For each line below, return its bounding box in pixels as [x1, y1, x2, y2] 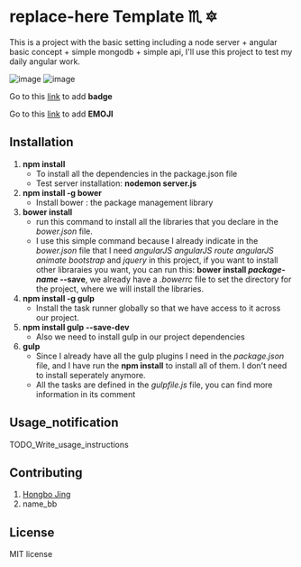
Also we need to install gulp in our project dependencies [35, 331, 245, 342]
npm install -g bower [22, 187, 102, 198]
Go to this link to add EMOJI [9, 108, 114, 119]
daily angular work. [9, 56, 81, 67]
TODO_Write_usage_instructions [9, 439, 129, 450]
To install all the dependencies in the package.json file [35, 168, 238, 179]
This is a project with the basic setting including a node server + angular [9, 36, 278, 47]
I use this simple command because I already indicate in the [35, 235, 259, 246]
